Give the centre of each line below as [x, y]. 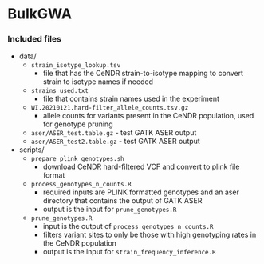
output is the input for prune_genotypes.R [110, 210]
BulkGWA [40, 14]
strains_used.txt [60, 91]
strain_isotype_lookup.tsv [76, 66]
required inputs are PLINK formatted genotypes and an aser [141, 192]
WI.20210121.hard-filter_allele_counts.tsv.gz [110, 108]
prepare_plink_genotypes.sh [77, 159]
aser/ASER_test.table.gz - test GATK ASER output [114, 133]
